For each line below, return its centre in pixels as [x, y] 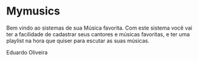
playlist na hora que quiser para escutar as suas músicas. [78, 40]
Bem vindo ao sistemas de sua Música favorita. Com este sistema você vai [99, 28]
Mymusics [33, 11]
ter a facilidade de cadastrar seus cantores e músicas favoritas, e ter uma [98, 34]
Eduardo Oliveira [27, 52]
